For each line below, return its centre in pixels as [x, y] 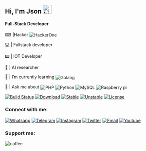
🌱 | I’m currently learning [30, 77]
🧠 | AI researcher [22, 67]
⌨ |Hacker [17, 34]
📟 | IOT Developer [24, 56]
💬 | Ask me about [22, 87]
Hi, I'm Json [23, 11]
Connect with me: [27, 109]
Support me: [20, 133]
